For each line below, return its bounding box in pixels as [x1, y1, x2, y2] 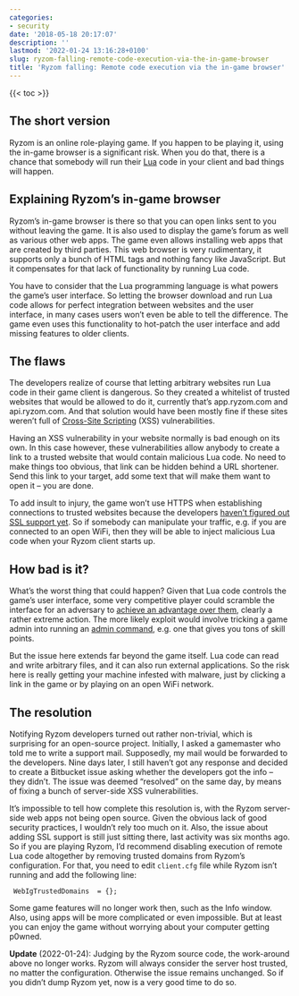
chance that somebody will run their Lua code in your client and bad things [9, 156, 285, 166]
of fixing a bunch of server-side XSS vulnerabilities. [9, 785, 199, 796]
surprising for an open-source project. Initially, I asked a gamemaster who [9, 737, 281, 748]
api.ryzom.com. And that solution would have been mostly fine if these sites [9, 406, 288, 417]
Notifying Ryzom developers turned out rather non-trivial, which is [9, 728, 253, 739]
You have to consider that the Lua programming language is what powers [9, 280, 278, 291]
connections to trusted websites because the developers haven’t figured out [9, 507, 290, 518]
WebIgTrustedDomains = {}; [12, 887, 118, 896]
